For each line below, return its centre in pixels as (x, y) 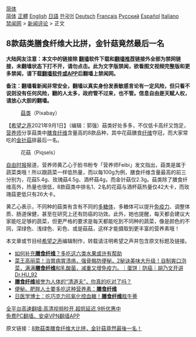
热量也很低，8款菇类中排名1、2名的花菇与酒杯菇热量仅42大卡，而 (105, 187)
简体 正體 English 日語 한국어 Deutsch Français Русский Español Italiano (92, 16)
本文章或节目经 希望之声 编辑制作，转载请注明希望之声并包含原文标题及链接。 (98, 240)
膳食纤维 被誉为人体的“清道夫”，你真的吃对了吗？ (73, 281)
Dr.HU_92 (26, 274)
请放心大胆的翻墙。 (29, 100)
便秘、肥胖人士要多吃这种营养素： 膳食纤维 (66, 288)
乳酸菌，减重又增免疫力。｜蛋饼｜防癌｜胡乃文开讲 (122, 268)
